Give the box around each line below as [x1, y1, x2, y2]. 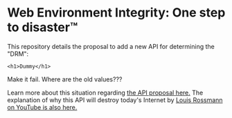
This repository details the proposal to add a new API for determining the [7, 42, 215, 50]
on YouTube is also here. [7, 103, 78, 111]
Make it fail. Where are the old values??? [7, 75, 123, 83]
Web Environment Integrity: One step [7, 5, 226, 21]
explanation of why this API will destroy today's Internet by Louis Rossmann [7, 95, 223, 104]
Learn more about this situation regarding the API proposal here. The [7, 88, 204, 97]
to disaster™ [7, 19, 78, 35]
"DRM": [7, 50, 29, 58]
